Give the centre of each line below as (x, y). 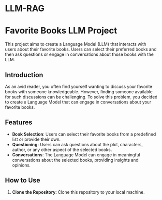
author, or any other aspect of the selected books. (62, 150)
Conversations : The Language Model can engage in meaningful (76, 155)
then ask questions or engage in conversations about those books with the (79, 54)
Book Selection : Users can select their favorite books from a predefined (84, 134)
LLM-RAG (25, 8)
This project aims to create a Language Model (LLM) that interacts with (76, 44)
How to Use (23, 180)
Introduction (24, 75)
